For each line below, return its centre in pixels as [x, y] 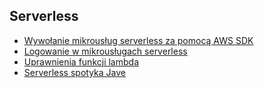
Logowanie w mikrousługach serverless [105, 51]
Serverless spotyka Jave [74, 72]
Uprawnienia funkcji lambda [81, 61]
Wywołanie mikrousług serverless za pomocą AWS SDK [138, 40]
